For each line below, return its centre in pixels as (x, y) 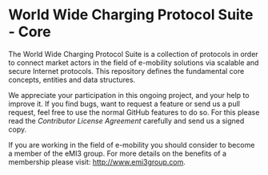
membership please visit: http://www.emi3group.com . (97, 161)
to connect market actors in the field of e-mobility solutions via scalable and (134, 63)
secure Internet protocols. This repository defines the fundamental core (126, 71)
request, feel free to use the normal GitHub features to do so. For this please (134, 112)
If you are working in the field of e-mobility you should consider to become (132, 144)
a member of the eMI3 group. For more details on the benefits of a (117, 153)
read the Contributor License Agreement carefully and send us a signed (126, 120)
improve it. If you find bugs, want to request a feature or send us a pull (124, 104)
